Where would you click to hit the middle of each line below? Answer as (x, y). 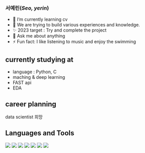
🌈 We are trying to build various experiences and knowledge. (76, 25)
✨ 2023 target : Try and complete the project (60, 30)
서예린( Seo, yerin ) (27, 8)
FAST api (22, 83)
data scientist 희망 (24, 117)
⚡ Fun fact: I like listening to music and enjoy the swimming (74, 42)
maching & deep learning (39, 77)
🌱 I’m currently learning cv (40, 19)
